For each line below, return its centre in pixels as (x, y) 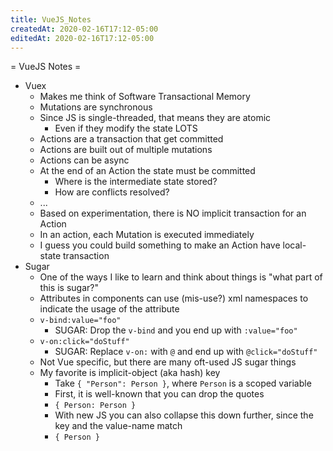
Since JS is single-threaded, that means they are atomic (155, 118)
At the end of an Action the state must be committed (147, 171)
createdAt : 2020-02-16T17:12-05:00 (84, 29)
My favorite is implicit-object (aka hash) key (130, 373)
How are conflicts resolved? (112, 192)
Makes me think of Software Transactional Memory (145, 97)
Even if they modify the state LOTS (126, 128)
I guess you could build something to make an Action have (160, 245)
